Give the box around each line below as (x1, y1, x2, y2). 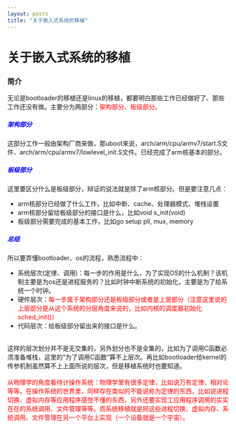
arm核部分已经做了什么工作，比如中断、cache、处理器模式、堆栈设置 (17, 199, 219, 208)
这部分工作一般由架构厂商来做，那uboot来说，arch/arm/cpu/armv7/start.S (7, 139, 222, 147)
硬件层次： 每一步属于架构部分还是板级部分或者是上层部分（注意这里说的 (17, 295, 227, 303)
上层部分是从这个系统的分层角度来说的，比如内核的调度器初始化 (17, 304, 202, 312)
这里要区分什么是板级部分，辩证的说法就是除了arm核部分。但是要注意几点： (7, 184, 228, 192)
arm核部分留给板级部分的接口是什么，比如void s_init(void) (17, 208, 186, 216)
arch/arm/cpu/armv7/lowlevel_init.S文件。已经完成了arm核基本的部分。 (19, 147, 226, 156)
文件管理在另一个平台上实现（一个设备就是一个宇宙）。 (31, 413, 189, 422)
